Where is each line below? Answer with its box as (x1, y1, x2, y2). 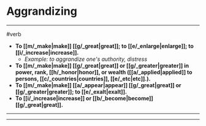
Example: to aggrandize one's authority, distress (24, 55, 148, 63)
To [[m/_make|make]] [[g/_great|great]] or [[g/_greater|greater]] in (15, 61, 189, 69)
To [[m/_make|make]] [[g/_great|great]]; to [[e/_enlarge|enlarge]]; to (15, 42, 194, 50)
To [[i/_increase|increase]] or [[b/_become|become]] (15, 94, 153, 102)
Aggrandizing (6, 4, 78, 18)
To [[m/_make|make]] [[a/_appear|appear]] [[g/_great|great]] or (15, 81, 182, 89)
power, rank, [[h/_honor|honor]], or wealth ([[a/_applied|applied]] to (15, 68, 193, 76)
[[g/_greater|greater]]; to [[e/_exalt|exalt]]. (15, 88, 128, 95)
